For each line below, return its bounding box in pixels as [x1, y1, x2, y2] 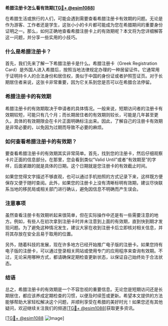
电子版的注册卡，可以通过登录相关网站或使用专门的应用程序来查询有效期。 [5, 248, 158, 254]
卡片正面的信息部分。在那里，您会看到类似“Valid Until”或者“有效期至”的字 [5, 156, 156, 162]
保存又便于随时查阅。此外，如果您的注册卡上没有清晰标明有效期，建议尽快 [5, 180, 158, 186]
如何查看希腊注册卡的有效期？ [5, 138, 77, 145]
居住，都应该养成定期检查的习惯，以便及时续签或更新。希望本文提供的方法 [9, 293, 163, 299]
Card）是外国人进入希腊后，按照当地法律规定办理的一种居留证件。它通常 [5, 67, 155, 73]
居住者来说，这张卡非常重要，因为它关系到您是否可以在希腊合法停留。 [9, 79, 154, 85]
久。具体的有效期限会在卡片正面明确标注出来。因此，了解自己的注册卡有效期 [5, 118, 163, 124]
